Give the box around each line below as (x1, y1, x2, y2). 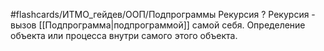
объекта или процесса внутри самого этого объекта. (10, 30, 238, 41)
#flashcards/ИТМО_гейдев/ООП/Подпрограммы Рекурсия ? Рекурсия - (10, 9, 316, 20)
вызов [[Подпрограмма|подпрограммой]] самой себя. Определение (10, 19, 306, 31)
